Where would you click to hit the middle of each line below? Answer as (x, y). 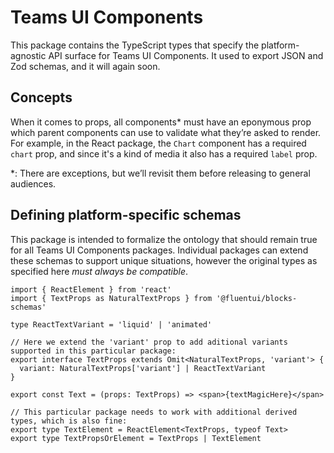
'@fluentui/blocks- (257, 298)
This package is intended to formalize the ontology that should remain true (164, 239)
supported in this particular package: (93, 351)
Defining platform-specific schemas (126, 215)
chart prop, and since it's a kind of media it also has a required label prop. (164, 153)
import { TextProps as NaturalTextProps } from (111, 298)
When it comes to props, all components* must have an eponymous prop (161, 122)
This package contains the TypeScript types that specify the (135, 45)
